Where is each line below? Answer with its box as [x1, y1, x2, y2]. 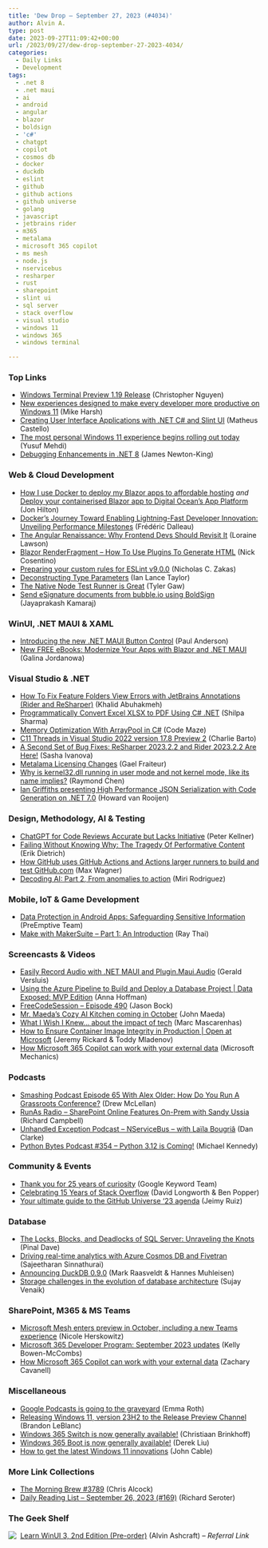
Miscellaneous [8, 1386, 66, 1397]
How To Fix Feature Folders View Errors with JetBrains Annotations [19, 691, 241, 701]
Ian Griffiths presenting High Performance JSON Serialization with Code [19, 785, 257, 794]
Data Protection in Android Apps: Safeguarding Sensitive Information [19, 912, 246, 921]
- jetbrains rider [15, 220, 77, 228]
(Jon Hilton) [19, 504, 60, 514]
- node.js [15, 257, 48, 265]
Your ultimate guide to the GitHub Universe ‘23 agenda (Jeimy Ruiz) [19, 1196, 243, 1205]
